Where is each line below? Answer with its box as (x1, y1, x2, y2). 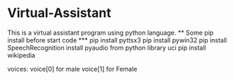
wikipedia (7, 51, 35, 59)
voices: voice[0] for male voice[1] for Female (7, 64, 138, 73)
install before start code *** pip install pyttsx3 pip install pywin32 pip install (7, 35, 228, 44)
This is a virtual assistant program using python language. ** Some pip (7, 28, 214, 37)
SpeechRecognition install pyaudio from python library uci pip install (7, 43, 206, 52)
